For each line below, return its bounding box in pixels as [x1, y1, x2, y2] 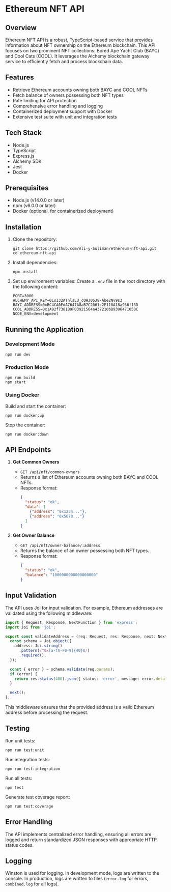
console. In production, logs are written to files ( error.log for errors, [5, 876, 149, 882]
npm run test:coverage [5, 803, 53, 809]
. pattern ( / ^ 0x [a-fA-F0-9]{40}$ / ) [18, 648, 90, 653]
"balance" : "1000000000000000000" [24, 572, 98, 578]
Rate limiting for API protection [12, 97, 77, 103]
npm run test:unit [5, 747, 44, 753]
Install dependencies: [12, 260, 58, 266]
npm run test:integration [5, 766, 60, 771]
